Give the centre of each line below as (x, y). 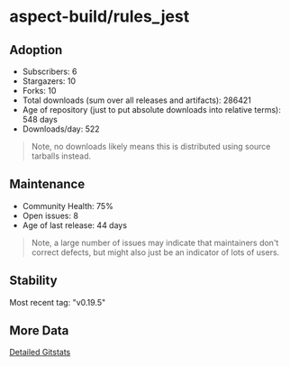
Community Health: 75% (68, 206)
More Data (39, 331)
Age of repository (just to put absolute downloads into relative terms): (151, 110)
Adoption (36, 50)
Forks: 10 (39, 91)
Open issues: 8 (50, 215)
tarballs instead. (61, 156)
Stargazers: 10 (49, 81)
